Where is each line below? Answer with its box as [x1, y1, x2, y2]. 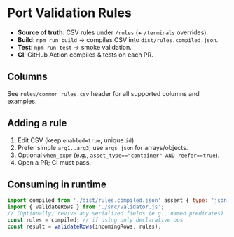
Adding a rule [7, 117, 67, 129]
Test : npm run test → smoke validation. [17, 43, 132, 51]
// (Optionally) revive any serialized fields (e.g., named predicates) [7, 210, 224, 217]
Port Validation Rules [7, 5, 132, 21]
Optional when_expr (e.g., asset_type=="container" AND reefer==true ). [17, 151, 220, 159]
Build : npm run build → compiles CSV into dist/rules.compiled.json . [17, 35, 219, 43]
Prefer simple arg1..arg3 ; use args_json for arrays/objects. [17, 143, 188, 151]
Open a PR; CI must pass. [17, 158, 92, 166]
